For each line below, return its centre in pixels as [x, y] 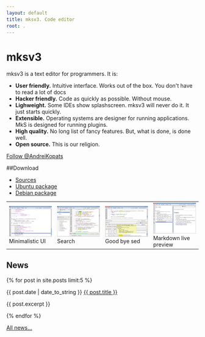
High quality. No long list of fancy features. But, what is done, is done [103, 131]
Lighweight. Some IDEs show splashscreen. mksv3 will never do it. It [102, 105]
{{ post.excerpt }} [28, 304]
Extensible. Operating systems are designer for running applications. [102, 118]
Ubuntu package [36, 186]
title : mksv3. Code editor [41, 19]
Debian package [36, 193]
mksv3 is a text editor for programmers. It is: [62, 74]
